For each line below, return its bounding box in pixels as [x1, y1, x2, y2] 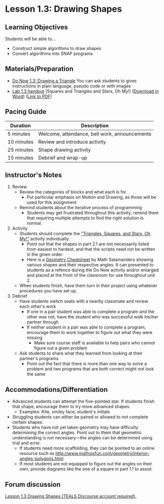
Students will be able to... [5, 36, 56, 42]
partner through [26, 319, 59, 325]
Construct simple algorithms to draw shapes [12, 46, 102, 51]
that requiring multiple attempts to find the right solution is [26, 215, 144, 221]
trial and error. [12, 440, 41, 446]
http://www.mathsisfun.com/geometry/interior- [55, 451, 150, 456]
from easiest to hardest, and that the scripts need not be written [26, 246, 155, 252]
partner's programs [19, 356, 59, 361]
